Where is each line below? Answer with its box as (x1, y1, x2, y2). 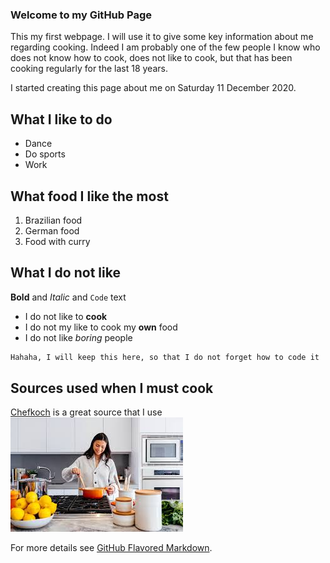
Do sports (24, 148, 66, 160)
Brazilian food (24, 214, 83, 226)
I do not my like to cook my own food (24, 321, 178, 333)
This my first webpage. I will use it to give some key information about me (10, 31, 314, 43)
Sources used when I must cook (10, 380, 214, 397)
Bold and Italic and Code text (10, 291, 127, 303)
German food (24, 224, 80, 237)
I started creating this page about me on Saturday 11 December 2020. (10, 82, 297, 94)
